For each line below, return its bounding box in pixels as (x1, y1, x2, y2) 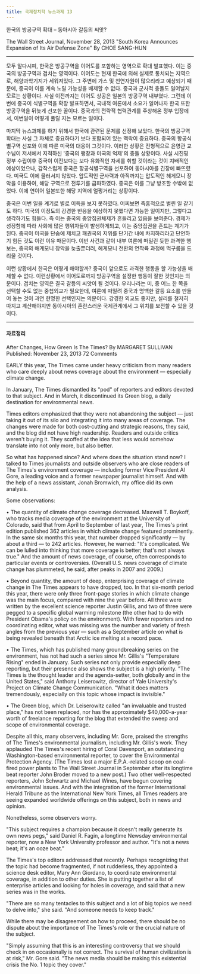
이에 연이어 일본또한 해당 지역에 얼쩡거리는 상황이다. (18, 187, 140, 194)
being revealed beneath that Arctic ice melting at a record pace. (6, 634, 162, 642)
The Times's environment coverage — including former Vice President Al (6, 466, 186, 473)
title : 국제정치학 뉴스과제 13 (6, 8, 73, 15)
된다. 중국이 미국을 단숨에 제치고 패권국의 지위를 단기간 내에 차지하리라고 (6, 230, 174, 237)
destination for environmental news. (6, 398, 94, 405)
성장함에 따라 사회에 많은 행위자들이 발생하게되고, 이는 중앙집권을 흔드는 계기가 (6, 222, 189, 229)
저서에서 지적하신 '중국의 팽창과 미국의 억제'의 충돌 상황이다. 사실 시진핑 (21, 149, 189, 157)
